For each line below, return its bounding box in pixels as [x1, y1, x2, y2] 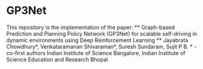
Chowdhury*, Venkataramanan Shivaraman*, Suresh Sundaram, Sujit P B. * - [6, 43, 197, 50]
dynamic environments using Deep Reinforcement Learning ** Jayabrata [6, 36, 188, 44]
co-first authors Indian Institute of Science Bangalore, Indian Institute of [6, 49, 185, 56]
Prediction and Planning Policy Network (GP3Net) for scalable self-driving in [6, 30, 198, 37]
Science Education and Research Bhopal [6, 56, 108, 63]
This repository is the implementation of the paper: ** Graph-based [6, 24, 175, 31]
